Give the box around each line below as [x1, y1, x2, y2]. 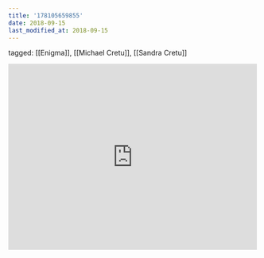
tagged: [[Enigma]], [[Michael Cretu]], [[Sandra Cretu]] [8, 48, 188, 58]
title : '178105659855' [8, 11, 83, 20]
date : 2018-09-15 [8, 19, 66, 27]
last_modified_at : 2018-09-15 [8, 26, 109, 34]
